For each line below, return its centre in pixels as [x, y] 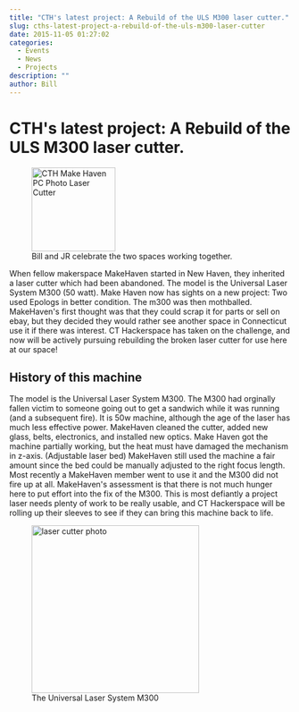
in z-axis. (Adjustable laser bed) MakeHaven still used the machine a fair [142, 456]
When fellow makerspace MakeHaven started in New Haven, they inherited [147, 273]
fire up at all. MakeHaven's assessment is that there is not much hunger [141, 485]
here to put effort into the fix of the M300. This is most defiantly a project [144, 494]
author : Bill [33, 84]
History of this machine [76, 377]
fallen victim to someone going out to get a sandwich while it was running [145, 409]
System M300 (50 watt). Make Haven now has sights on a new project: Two [149, 292]
